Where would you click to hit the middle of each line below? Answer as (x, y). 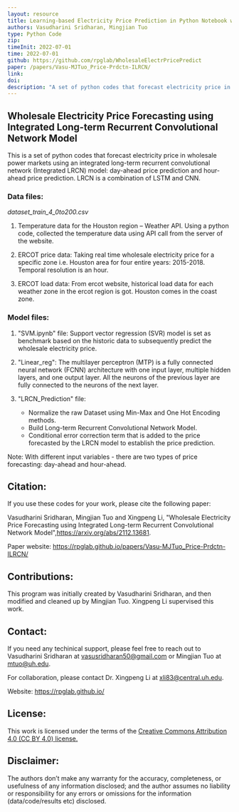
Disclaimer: (33, 761)
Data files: (26, 196)
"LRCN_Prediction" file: (52, 399)
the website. (36, 241)
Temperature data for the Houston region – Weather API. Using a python (123, 226)
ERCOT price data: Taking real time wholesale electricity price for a (116, 255)
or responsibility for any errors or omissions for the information (100, 793)
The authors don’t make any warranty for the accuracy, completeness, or (115, 778)
